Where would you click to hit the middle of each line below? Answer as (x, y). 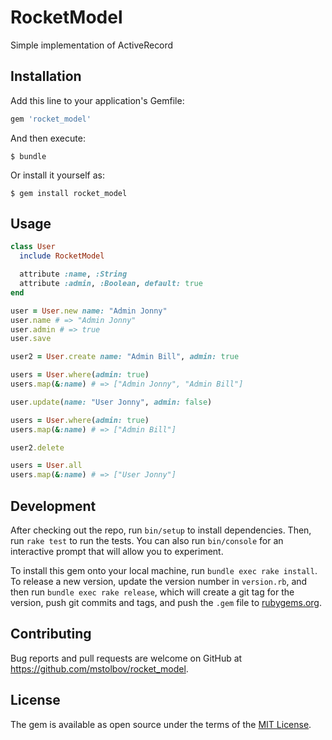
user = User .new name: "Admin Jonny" (89, 311)
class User (33, 247)
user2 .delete (37, 447)
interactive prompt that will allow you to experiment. (117, 551)
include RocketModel (62, 256)
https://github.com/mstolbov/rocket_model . (99, 668)
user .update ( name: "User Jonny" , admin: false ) (111, 402)
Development (53, 506)
